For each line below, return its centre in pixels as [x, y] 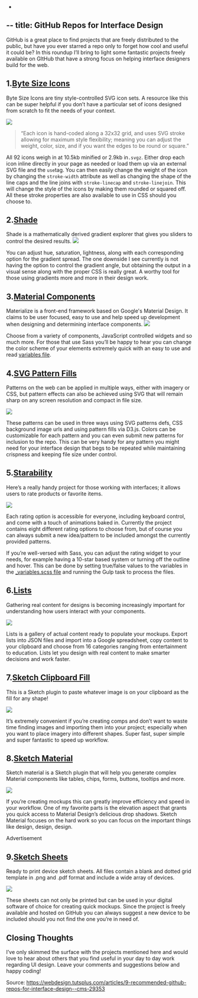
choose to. [19, 201]
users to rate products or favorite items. [54, 494]
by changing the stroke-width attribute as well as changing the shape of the [99, 176]
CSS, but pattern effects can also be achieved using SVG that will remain [95, 394]
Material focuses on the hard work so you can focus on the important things [98, 821]
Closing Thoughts [40, 938]
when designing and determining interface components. [74, 325]
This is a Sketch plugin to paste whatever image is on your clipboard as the [98, 692]
